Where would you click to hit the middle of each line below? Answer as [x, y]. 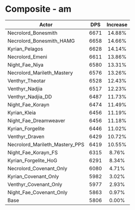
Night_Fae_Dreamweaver [36, 120]
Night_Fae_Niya [26, 65]
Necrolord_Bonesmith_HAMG [41, 41]
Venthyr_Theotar [26, 80]
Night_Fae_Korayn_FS [33, 152]
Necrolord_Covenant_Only [37, 168]
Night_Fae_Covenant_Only [37, 192]
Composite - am [38, 9]
